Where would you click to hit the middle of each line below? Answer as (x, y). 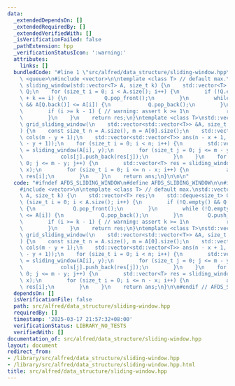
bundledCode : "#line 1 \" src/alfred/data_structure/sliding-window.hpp (120, 72)
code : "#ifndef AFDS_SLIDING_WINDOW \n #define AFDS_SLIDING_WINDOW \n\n (119, 183)
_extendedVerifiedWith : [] (53, 33)
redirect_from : (29, 352)
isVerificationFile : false (53, 300)
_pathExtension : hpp (43, 46)
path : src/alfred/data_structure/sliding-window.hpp (92, 306)
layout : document (33, 345)
